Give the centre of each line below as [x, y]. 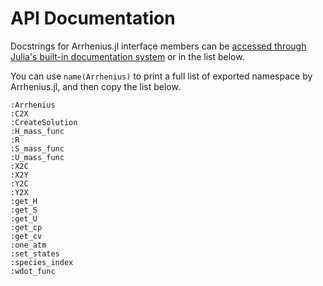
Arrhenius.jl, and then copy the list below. [95, 86]
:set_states [35, 253]
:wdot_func [33, 271]
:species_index [42, 262]
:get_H [24, 201]
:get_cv [26, 236]
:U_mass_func [37, 157]
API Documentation [93, 18]
